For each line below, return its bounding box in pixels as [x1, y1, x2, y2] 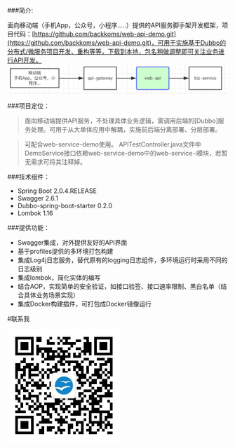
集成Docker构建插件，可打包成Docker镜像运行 [17, 300, 152, 308]
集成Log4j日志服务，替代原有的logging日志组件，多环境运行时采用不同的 [17, 256, 228, 264]
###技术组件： [7, 172, 51, 181]
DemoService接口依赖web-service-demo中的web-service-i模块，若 [24, 149, 222, 158]
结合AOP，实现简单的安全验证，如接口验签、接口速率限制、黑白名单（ [17, 283, 221, 291]
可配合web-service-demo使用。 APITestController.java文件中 [24, 140, 201, 149]
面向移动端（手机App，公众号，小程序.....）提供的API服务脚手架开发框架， [7, 21, 222, 29]
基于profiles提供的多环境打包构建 [17, 247, 114, 256]
